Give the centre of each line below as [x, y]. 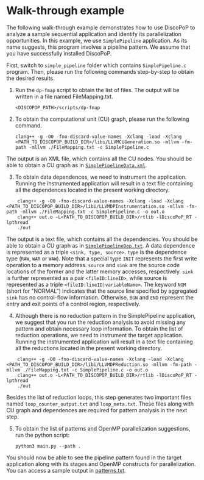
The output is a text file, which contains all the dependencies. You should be [102, 239]
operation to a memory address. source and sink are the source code [93, 265]
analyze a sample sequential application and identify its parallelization [94, 34]
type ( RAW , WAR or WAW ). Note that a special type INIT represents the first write [102, 258]
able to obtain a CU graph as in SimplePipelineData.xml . [77, 165]
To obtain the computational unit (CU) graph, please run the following [102, 119]
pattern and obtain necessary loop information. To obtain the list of [99, 328]
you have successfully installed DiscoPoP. [59, 53]
